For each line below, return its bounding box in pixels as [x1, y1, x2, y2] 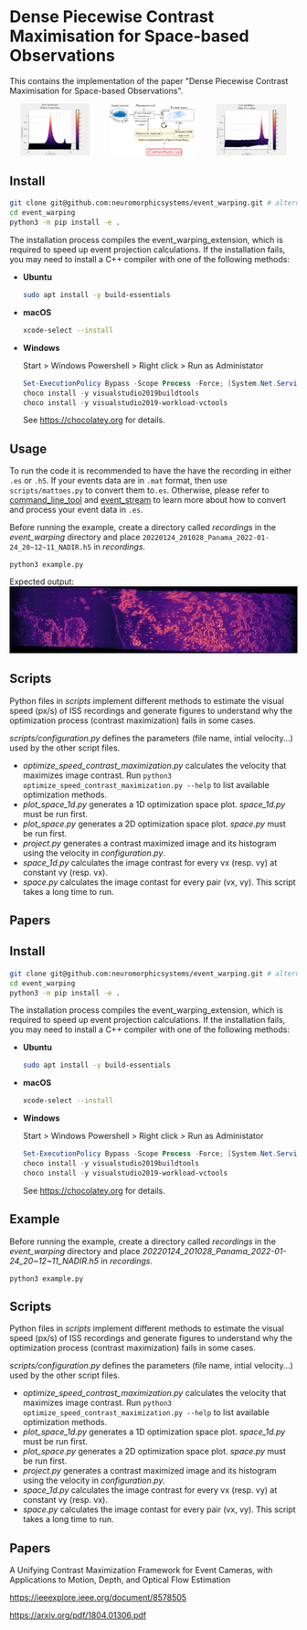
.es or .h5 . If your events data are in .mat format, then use [9, 475, 228, 486]
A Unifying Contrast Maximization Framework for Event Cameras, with [9, 1565, 273, 1576]
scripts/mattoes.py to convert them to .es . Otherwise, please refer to [9, 485, 270, 495]
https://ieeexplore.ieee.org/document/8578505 [9, 1593, 187, 1603]
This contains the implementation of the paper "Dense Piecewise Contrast [9, 75, 289, 86]
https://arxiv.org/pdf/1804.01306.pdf [9, 1610, 147, 1621]
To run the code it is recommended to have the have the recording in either [9, 465, 292, 476]
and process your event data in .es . [9, 505, 143, 516]
